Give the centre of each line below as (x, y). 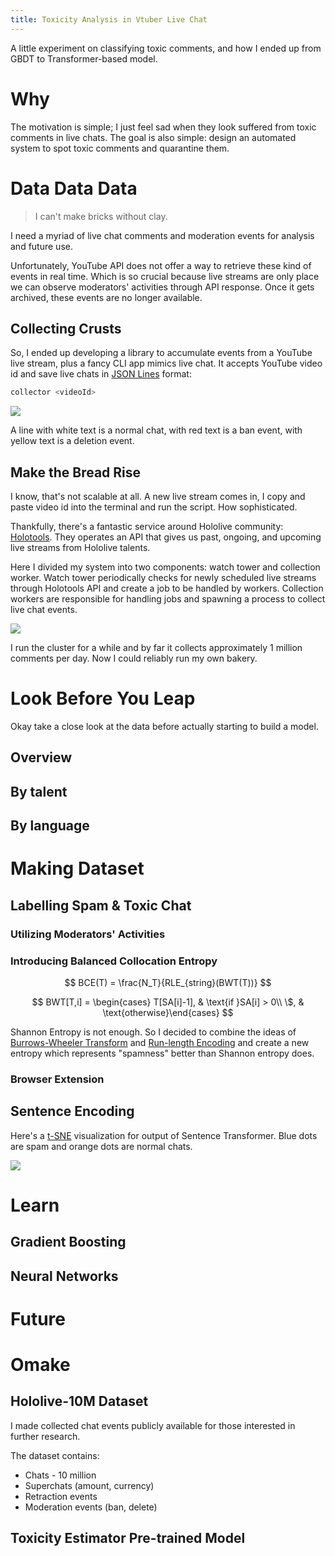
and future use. (41, 246)
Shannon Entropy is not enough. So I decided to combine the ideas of (153, 1032)
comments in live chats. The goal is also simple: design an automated (153, 137)
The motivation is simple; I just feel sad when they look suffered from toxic (163, 127)
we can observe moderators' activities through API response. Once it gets (162, 287)
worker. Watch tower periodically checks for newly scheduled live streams (163, 577)
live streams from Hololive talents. (80, 547)
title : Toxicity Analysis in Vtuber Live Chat (109, 19)
